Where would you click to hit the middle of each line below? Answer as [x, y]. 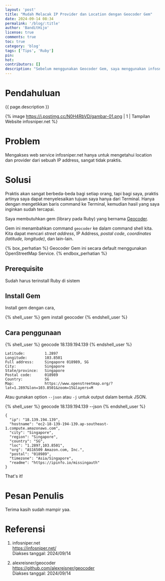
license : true [20, 32]
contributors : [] [23, 64]
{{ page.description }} [27, 106]
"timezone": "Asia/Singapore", [41, 459]
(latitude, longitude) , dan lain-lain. [39, 238]
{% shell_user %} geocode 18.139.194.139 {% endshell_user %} [69, 344]
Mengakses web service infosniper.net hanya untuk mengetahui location [79, 155]
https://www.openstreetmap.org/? [79, 384]
